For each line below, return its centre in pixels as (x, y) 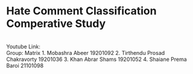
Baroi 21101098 (25, 65)
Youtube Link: (23, 47)
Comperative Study (56, 24)
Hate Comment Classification (81, 11)
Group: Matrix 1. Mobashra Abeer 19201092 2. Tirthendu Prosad (86, 53)
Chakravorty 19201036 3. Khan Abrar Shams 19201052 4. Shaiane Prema (96, 59)
